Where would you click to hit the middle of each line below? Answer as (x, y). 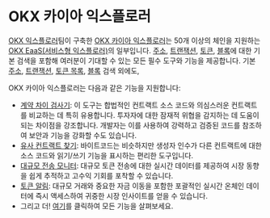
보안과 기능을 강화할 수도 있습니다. (83, 135)
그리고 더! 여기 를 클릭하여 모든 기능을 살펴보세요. (97, 206)
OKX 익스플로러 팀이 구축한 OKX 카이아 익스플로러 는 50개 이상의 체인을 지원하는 (135, 40)
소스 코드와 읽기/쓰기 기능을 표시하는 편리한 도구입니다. (107, 155)
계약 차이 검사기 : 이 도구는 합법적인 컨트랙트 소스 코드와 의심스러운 (124, 105)
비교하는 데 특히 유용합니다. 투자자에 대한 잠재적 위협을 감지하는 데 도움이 (144, 115)
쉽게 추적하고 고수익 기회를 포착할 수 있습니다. (101, 175)
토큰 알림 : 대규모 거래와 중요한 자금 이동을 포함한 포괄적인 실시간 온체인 (132, 186)
